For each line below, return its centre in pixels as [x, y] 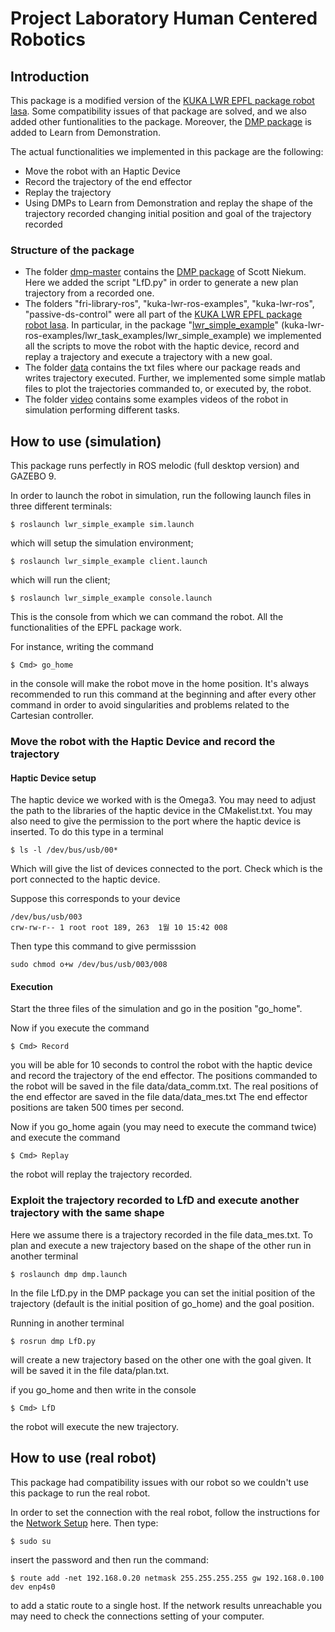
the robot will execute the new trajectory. [95, 1426]
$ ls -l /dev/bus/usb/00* [64, 850]
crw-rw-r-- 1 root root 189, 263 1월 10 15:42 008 [119, 928]
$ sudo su [31, 1541]
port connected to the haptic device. [85, 879]
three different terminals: [61, 506]
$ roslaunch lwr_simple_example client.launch [109, 562]
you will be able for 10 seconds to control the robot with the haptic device [161, 1065]
